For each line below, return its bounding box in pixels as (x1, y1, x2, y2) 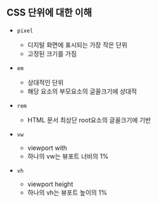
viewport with (27, 144, 68, 152)
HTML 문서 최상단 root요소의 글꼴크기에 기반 (27, 115, 151, 124)
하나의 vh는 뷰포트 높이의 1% (27, 188, 107, 197)
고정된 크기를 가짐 (27, 49, 77, 58)
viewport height (27, 180, 73, 188)
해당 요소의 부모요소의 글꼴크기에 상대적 (27, 87, 138, 95)
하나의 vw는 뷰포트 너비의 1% (27, 151, 109, 161)
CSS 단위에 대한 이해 (6, 6, 92, 19)
